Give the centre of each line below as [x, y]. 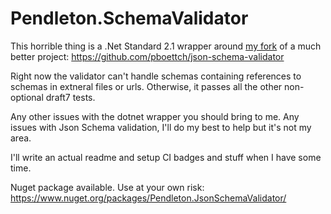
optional [27, 97]
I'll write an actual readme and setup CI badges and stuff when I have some [166, 157]
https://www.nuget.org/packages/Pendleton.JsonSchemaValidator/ [148, 198]
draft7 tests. [70, 97]
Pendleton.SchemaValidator [129, 18]
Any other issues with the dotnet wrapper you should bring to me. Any [155, 116]
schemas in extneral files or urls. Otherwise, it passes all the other [146, 86]
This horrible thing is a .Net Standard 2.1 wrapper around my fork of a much [166, 46]
